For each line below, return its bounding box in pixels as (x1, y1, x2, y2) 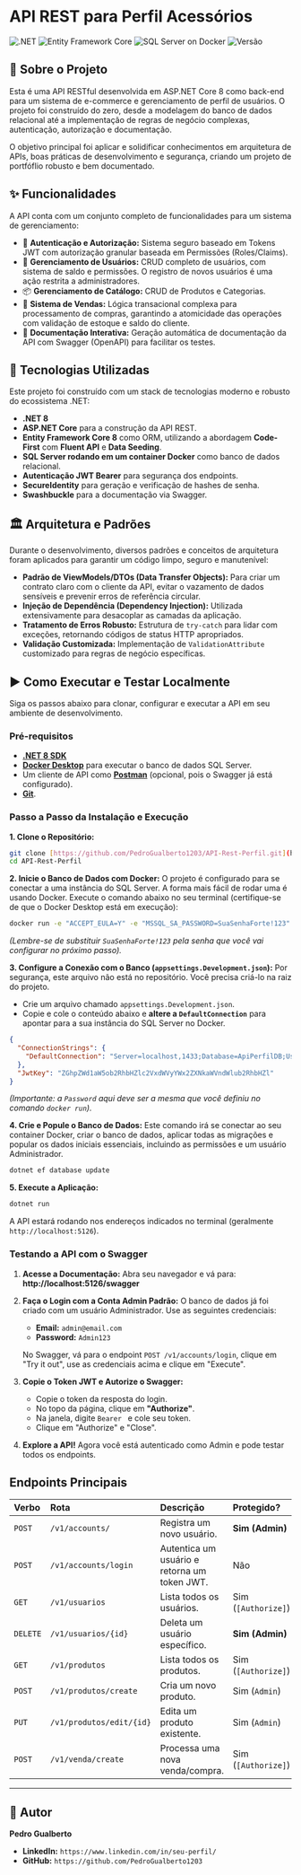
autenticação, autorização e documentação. (9, 124, 173, 135)
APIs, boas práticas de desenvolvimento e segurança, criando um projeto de (9, 151, 292, 162)
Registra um (159, 1517, 211, 1529)
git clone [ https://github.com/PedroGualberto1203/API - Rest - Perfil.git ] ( (9, 848, 291, 858)
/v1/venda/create (50, 1755, 125, 1765)
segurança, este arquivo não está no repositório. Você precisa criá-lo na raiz (9, 972, 292, 983)
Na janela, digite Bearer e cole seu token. (35, 1412, 191, 1424)
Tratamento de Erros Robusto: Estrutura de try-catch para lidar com (21, 619, 278, 630)
